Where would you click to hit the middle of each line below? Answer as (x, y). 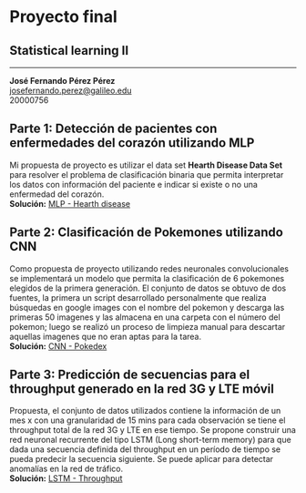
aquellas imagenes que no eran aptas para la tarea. (106, 336)
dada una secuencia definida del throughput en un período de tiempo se (145, 449)
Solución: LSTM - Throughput (66, 478)
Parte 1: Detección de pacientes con (113, 129)
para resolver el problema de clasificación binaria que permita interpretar (147, 174)
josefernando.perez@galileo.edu (71, 90)
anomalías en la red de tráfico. (66, 469)
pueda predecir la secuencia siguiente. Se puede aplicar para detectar (142, 459)
